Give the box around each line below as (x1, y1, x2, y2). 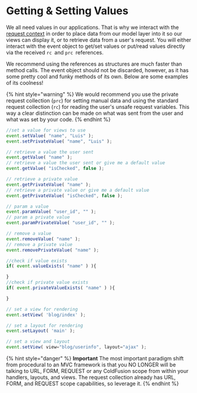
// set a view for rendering (6, 306, 78, 312)
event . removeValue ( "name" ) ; (6, 236, 81, 242)
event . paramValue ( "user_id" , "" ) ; (6, 209, 96, 215)
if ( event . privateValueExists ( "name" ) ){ (6, 285, 115, 291)
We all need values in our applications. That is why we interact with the (6, 24, 179, 31)
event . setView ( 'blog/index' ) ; (6, 312, 86, 318)
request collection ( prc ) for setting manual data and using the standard (6, 96, 179, 104)
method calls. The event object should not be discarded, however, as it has (6, 66, 189, 73)
